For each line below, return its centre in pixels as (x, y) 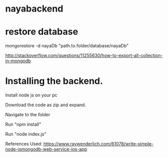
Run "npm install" (23, 124)
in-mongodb (18, 61)
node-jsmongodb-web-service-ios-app (46, 149)
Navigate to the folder (28, 115)
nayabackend (34, 9)
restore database (42, 32)
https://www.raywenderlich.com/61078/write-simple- (98, 144)
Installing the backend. (54, 81)
